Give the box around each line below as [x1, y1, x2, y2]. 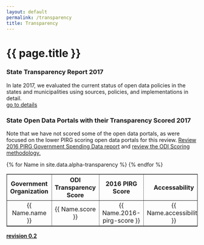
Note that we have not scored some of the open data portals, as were [6, 130, 180, 137]
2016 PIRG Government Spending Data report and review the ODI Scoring [6, 143, 190, 150]
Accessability [154, 183, 194, 192]
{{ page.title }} [6, 46, 81, 60]
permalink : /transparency [6, 15, 72, 21]
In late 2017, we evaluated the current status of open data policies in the [6, 81, 186, 89]
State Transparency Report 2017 [6, 68, 104, 76]
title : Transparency [6, 20, 59, 26]
